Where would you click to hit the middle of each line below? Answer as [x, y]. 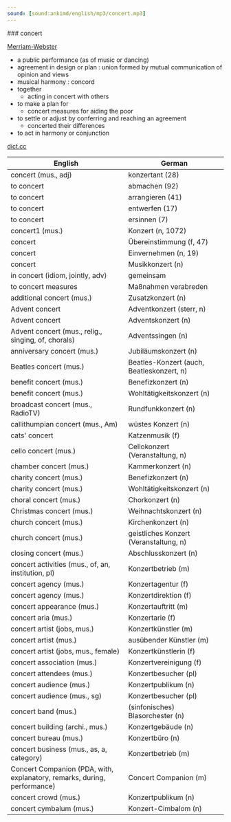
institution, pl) [33, 573]
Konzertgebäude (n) [161, 726]
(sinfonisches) [152, 707]
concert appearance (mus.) [55, 606]
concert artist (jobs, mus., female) [65, 651]
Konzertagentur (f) [158, 584]
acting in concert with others [68, 96]
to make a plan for [43, 103]
